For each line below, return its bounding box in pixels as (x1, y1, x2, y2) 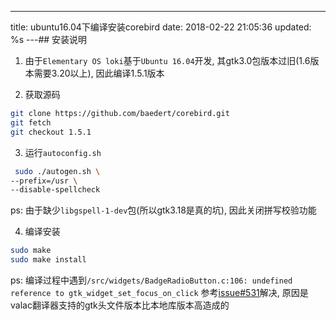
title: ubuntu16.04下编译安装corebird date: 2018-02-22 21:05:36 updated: (10, 21, 312, 33)
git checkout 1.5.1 (10, 127, 92, 137)
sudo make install (10, 255, 87, 265)
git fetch (10, 117, 52, 128)
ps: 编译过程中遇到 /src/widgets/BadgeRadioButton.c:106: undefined (10, 274, 293, 286)
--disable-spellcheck (10, 185, 101, 195)
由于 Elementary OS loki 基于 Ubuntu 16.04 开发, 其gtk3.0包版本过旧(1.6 (24, 55, 311, 66)
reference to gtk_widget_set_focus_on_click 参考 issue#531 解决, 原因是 (10, 287, 309, 298)
